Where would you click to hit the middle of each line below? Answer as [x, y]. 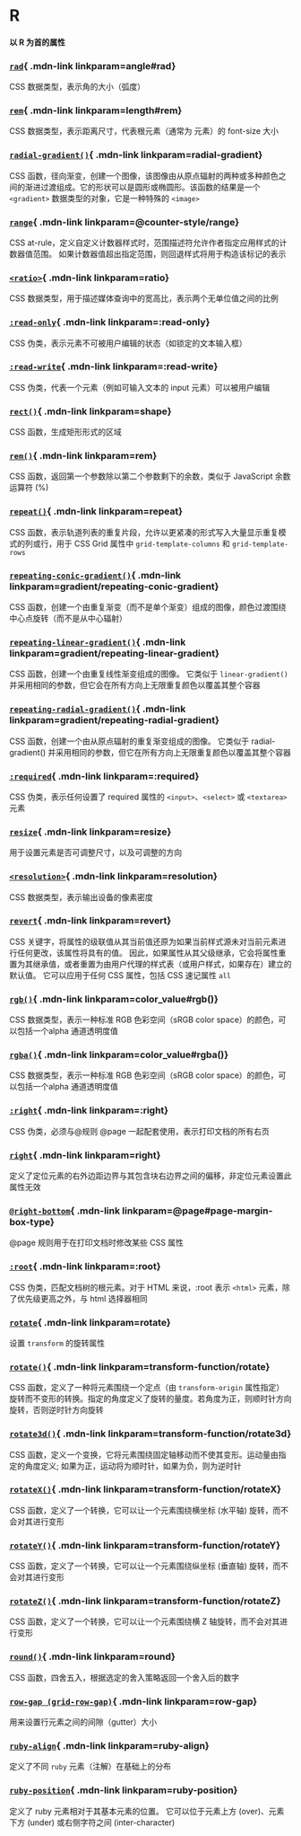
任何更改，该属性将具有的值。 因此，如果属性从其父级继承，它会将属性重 [151, 952]
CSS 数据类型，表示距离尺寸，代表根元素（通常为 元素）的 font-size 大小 [144, 131]
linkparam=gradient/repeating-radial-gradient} [114, 720]
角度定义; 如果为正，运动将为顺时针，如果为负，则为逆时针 [133, 1466]
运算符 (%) [29, 488]
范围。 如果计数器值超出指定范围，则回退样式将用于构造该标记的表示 [159, 253]
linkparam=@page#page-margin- [198, 1211]
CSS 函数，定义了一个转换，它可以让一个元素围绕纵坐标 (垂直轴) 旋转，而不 [149, 1566]
